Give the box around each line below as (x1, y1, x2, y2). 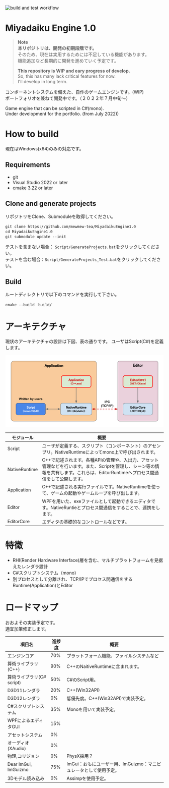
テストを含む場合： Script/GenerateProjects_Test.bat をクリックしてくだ (5, 256, 157, 262)
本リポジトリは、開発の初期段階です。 (17, 45, 97, 51)
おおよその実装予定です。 (5, 620, 58, 626)
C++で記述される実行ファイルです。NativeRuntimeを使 (42, 484, 156, 490)
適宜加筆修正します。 (5, 626, 49, 632)
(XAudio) (7, 745, 26, 751)
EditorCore (7, 519, 30, 525)
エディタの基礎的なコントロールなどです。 (42, 519, 130, 525)
